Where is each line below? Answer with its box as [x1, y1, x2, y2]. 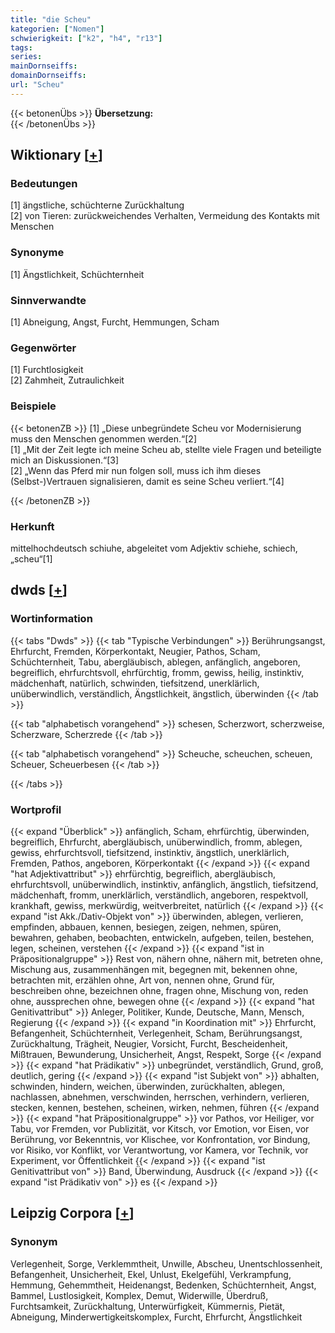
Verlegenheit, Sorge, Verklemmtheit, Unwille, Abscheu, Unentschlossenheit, [10, 1257, 323, 1270]
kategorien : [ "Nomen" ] [10, 24, 105, 34]
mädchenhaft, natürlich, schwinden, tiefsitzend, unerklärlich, [10, 677, 260, 689]
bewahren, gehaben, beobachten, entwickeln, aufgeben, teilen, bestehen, [10, 931, 315, 943]
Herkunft [10, 519, 55, 533]
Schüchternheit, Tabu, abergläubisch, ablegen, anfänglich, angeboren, [10, 656, 301, 668]
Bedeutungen [10, 177, 78, 191]
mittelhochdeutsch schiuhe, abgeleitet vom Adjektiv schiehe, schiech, [10, 542, 298, 554]
